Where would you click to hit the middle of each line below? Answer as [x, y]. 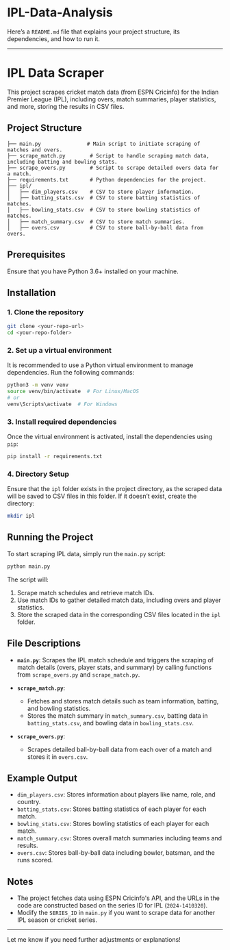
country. [29, 802]
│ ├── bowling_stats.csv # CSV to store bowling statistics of [104, 210]
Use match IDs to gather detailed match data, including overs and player [119, 600]
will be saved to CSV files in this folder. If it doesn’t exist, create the [102, 496]
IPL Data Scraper [56, 73]
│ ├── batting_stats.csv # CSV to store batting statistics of [104, 198]
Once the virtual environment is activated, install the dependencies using [110, 437]
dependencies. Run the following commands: [71, 373]
